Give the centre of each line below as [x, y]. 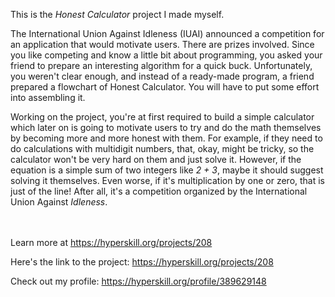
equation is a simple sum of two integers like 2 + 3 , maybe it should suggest [167, 170]
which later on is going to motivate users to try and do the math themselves [166, 127]
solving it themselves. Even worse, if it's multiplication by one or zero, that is [168, 180]
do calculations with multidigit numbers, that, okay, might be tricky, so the [162, 148]
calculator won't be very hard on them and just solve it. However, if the [156, 159]
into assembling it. [48, 97]
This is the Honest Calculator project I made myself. [117, 14]
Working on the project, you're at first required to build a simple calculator [162, 117]
